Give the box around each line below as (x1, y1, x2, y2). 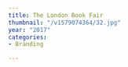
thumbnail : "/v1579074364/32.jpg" (8, 19, 122, 26)
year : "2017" (8, 26, 51, 33)
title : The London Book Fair (8, 11, 104, 19)
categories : (8, 33, 47, 41)
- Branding (8, 41, 44, 48)
